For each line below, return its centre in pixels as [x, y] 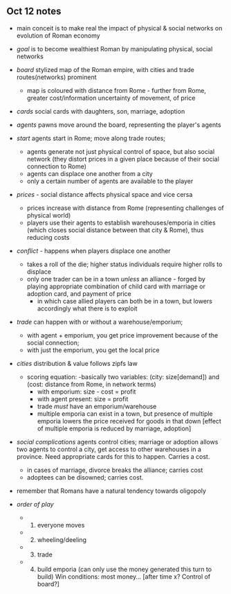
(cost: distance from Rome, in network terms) [91, 384]
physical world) [49, 215]
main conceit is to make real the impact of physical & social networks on [119, 28]
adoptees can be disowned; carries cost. [85, 477]
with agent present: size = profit [83, 399]
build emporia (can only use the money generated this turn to [124, 569]
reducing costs [48, 237]
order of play [35, 504]
